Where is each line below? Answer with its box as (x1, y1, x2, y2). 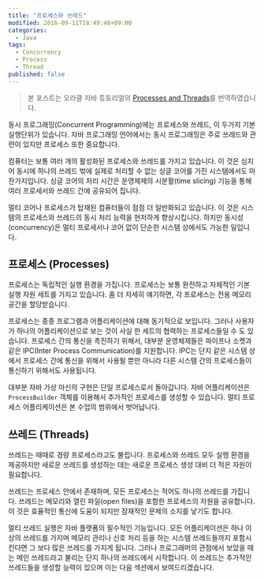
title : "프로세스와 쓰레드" (8, 11, 87, 20)
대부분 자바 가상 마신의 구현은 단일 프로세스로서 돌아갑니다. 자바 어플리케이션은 (8, 382, 251, 392)
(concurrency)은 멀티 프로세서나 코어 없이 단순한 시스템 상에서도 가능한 (8, 222, 229, 231)
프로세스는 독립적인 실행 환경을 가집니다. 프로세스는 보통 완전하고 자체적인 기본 (8, 280, 251, 289)
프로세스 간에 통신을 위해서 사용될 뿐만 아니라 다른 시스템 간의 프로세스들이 (22, 356, 252, 366)
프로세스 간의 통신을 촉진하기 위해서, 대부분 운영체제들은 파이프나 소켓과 (31, 336, 252, 346)
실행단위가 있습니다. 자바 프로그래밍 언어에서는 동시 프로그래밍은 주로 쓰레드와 (8, 130, 248, 139)
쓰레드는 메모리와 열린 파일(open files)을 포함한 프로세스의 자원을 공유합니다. (18, 497, 256, 506)
